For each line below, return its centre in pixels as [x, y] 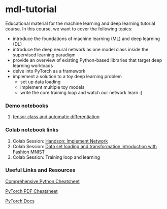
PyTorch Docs [20, 201]
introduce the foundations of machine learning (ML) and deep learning [86, 39]
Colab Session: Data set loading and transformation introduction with [85, 146]
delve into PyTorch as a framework [49, 71]
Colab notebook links [32, 130]
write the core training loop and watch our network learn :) [81, 92]
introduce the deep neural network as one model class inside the [80, 49]
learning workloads [33, 65]
